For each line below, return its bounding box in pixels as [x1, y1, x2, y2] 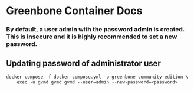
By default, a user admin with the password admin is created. [6, 25, 185, 34]
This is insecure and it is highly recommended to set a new [6, 32, 177, 41]
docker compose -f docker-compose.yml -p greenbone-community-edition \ [6, 74, 189, 80]
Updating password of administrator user [6, 58, 161, 69]
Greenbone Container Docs [6, 4, 143, 18]
